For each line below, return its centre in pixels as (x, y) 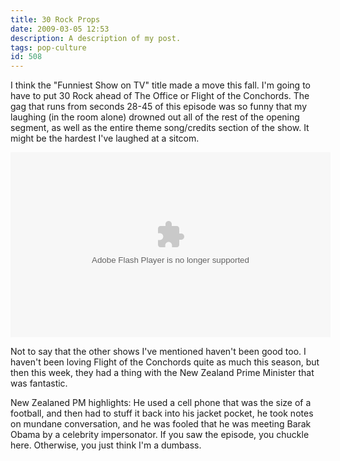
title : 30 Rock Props (55, 19)
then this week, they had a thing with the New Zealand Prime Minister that (162, 373)
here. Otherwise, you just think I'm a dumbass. (106, 445)
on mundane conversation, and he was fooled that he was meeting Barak (161, 424)
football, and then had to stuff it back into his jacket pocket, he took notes (162, 413)
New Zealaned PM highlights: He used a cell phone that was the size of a (161, 403)
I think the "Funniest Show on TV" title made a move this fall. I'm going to (160, 85)
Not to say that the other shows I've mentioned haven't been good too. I (158, 352)
